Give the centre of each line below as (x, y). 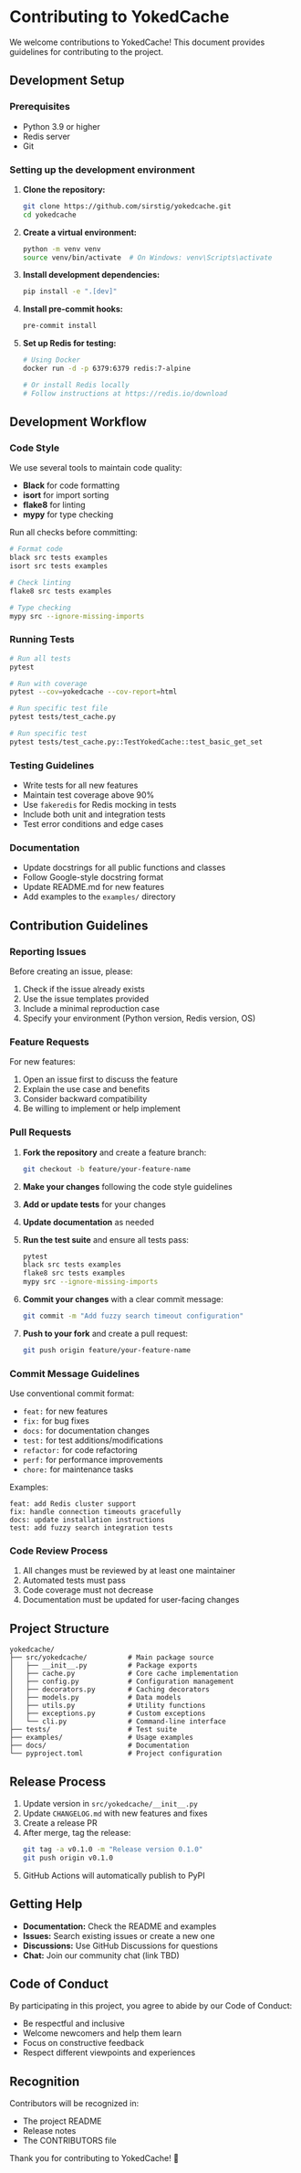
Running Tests (42, 640)
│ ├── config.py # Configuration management (122, 1682)
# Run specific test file (58, 709)
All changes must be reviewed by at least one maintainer (129, 1571)
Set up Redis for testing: (69, 344)
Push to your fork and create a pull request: (105, 1333)
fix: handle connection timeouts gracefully (95, 1512)
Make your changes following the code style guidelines (127, 1186)
